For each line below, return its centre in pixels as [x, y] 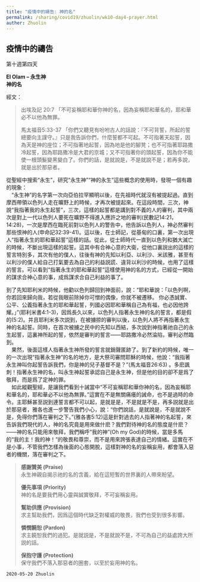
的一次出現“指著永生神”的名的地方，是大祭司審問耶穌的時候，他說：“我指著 [98, 357]
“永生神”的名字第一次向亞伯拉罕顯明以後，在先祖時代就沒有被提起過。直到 [102, 195]
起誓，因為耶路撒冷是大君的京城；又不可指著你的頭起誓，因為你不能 [110, 153]
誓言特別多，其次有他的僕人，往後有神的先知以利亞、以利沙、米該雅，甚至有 [100, 255]
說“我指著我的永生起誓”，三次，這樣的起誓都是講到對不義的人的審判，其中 [97, 210]
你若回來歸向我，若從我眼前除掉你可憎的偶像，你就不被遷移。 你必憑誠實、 [98, 297]
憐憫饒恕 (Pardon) [43, 528]
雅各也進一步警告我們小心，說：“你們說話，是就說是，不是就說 [109, 410]
